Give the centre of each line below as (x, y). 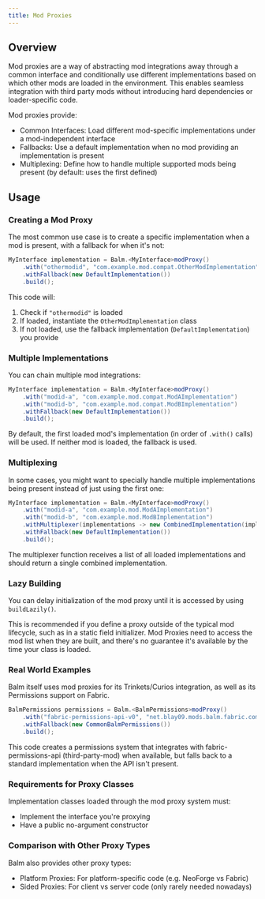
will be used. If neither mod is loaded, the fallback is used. (103, 442)
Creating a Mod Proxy (50, 219)
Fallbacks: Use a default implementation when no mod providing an (129, 148)
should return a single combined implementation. (88, 563)
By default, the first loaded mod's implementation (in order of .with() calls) (131, 434)
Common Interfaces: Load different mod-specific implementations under (138, 130)
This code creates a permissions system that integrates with (106, 747)
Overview (33, 48)
